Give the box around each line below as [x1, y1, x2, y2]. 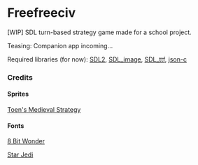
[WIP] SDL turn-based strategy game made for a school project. [7, 28, 192, 36]
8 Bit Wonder [7, 137, 45, 145]
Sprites [7, 89, 29, 99]
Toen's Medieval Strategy [7, 106, 81, 114]
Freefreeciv [7, 5, 76, 21]
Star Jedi [7, 150, 34, 159]
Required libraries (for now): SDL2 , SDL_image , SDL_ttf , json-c [7, 55, 188, 64]
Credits [7, 72, 33, 82]
